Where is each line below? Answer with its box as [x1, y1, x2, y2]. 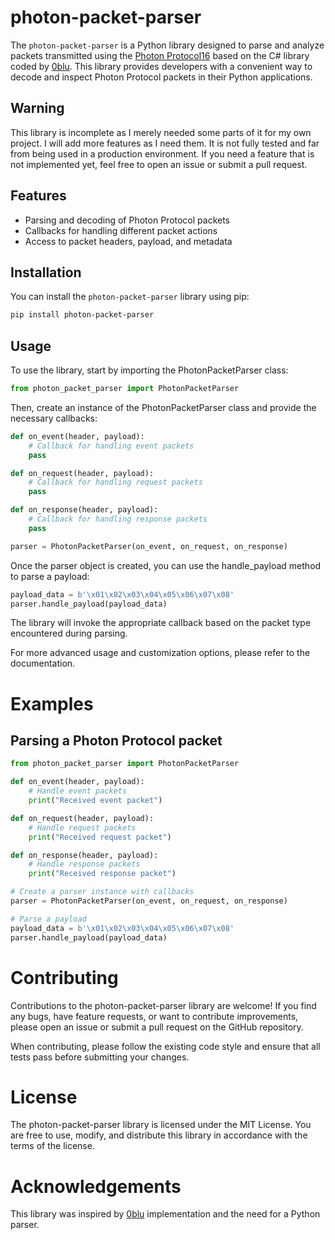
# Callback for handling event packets [28, 441, 195, 451]
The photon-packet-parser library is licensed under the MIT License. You [10, 1119, 312, 1131]
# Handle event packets [28, 786, 128, 796]
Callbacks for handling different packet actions [24, 224, 218, 236]
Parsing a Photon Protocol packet [10, 732, 223, 750]
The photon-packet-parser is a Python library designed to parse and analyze [10, 39, 325, 51]
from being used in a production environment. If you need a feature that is [10, 147, 315, 160]
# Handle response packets [28, 859, 141, 870]
